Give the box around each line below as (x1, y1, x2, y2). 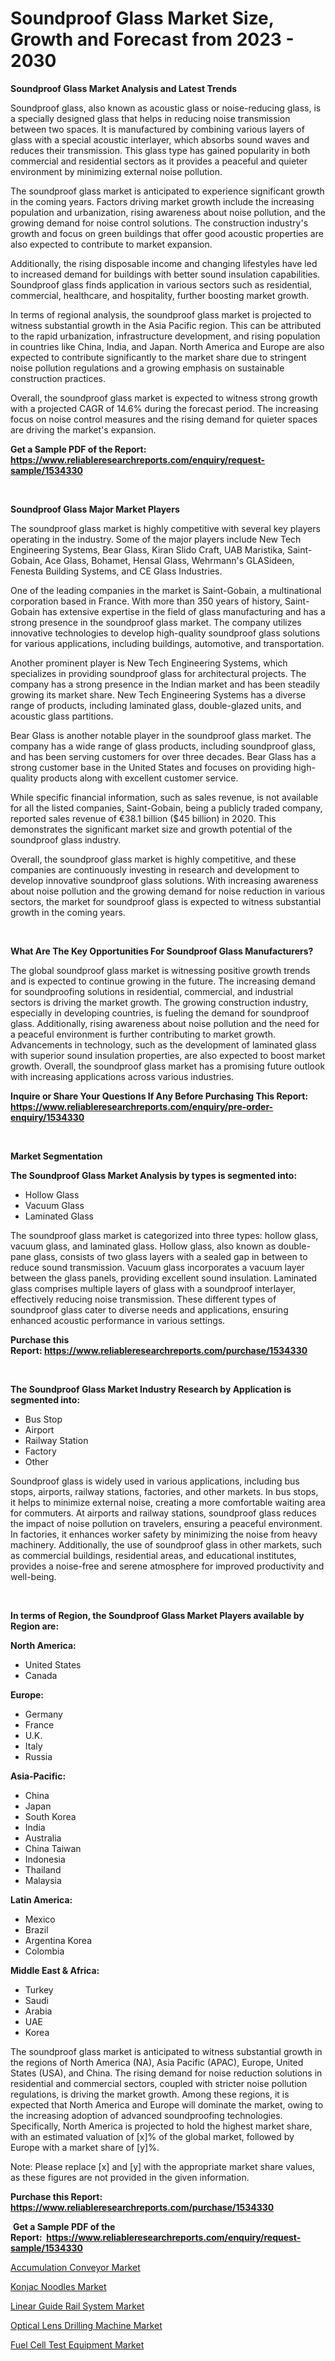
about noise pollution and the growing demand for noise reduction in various (10, 885, 326, 897)
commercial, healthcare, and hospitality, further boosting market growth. (10, 289, 310, 301)
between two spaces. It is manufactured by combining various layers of (10, 123, 305, 135)
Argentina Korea (24, 1934, 92, 1946)
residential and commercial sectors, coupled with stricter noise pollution (10, 2077, 308, 2089)
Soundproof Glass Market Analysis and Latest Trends (10, 82, 238, 94)
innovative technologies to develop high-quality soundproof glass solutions (10, 627, 321, 639)
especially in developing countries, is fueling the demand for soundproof (10, 1007, 310, 1019)
